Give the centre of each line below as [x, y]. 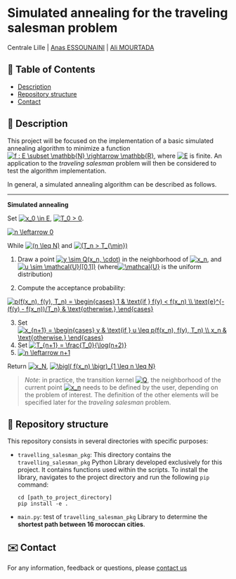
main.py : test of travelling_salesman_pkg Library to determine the [112, 517]
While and [40, 245]
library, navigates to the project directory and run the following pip [113, 478]
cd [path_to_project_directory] [65, 498]
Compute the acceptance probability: [71, 287]
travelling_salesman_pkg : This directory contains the [94, 455]
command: [33, 485]
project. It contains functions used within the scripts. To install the [113, 470]
